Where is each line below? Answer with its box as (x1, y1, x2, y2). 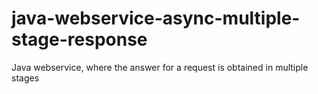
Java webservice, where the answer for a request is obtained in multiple (11, 61, 309, 73)
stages (11, 72, 40, 84)
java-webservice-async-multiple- (11, 7, 301, 30)
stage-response (11, 28, 148, 51)
